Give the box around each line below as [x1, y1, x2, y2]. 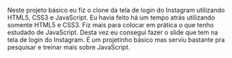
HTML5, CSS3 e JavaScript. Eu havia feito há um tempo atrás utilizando [7, 13, 215, 22]
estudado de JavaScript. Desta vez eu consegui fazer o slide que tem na [7, 28, 219, 36]
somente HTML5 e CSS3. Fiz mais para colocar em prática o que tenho [7, 21, 214, 29]
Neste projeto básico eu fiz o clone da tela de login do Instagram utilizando [7, 6, 226, 14]
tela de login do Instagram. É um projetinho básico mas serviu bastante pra [7, 36, 226, 44]
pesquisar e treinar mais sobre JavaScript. [7, 43, 130, 51]
